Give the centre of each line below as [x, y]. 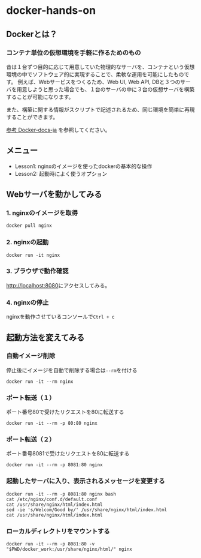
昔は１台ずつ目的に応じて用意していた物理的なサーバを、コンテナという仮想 [100, 67]
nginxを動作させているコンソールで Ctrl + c [60, 317]
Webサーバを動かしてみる [54, 195]
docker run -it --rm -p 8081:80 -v [51, 544]
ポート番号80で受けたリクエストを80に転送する [65, 412]
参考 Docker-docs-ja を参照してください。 [58, 130]
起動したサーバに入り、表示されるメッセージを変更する [86, 481]
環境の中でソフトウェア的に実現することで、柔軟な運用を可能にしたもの [95, 74]
